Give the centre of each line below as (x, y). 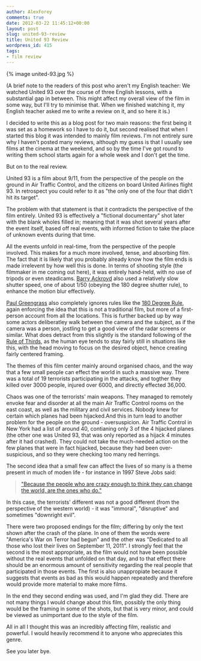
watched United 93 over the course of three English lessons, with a (89, 92)
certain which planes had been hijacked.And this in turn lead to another (94, 416)
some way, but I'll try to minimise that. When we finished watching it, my (95, 105)
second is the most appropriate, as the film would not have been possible (97, 552)
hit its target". (23, 197)
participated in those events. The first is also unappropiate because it (92, 571)
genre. (14, 639)
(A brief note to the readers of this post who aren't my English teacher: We (98, 86)
